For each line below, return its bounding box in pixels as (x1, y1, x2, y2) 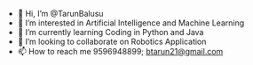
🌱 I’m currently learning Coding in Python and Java (17, 27, 204, 37)
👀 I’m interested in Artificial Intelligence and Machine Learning (17, 18, 245, 28)
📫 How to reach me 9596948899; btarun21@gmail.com (17, 47, 224, 56)
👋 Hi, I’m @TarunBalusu (17, 9, 104, 18)
